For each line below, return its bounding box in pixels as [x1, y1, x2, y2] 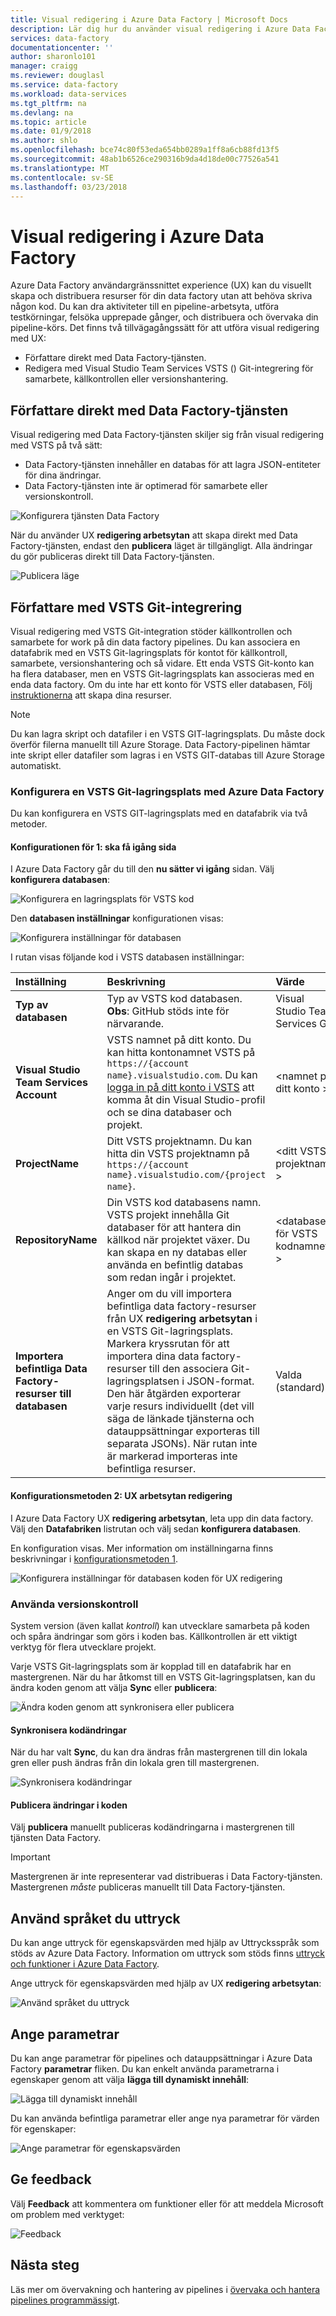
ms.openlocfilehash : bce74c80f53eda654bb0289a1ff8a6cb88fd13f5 [10, 145, 280, 155]
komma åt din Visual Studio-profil [106, 1093, 266, 1107]
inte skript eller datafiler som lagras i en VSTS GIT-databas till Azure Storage [10, 749, 325, 761]
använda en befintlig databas [106, 1258, 244, 1272]
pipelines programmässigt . [10, 2294, 120, 2306]
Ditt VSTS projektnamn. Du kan [106, 1134, 253, 1148]
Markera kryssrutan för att [106, 1337, 230, 1351]
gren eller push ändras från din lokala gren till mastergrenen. [10, 1757, 260, 1769]
